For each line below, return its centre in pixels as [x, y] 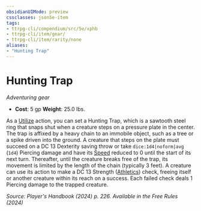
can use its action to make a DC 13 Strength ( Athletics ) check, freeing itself [99, 171]
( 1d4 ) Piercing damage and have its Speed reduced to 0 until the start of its [99, 152]
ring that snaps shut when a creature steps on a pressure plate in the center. [100, 127]
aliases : [17, 46]
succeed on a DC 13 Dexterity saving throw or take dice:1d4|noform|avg [95, 146]
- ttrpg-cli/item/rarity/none [44, 40]
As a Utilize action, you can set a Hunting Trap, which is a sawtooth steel [96, 120]
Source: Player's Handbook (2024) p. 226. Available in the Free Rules [92, 196]
